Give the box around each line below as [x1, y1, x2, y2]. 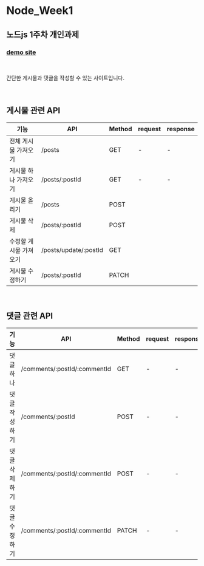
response [166, 124, 195, 133]
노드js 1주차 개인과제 [6, 29, 80, 39]
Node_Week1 [6, 4, 73, 18]
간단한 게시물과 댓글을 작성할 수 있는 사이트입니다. [6, 74, 125, 81]
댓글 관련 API [6, 311, 53, 321]
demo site [6, 48, 36, 56]
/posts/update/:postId [41, 245, 103, 254]
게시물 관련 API [6, 106, 61, 116]
